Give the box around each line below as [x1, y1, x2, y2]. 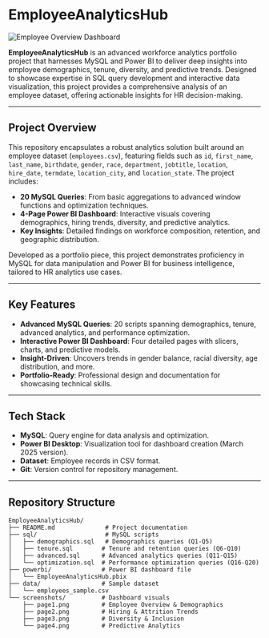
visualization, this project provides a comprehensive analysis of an [8, 82, 227, 91]
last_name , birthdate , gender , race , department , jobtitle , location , [8, 159, 228, 169]
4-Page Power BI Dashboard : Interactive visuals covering [19, 208, 211, 218]
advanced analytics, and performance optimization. [19, 327, 191, 337]
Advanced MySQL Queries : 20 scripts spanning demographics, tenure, [19, 319, 256, 329]
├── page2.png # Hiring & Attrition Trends [22, 608, 199, 616]
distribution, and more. [19, 361, 95, 371]
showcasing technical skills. [19, 378, 112, 388]
